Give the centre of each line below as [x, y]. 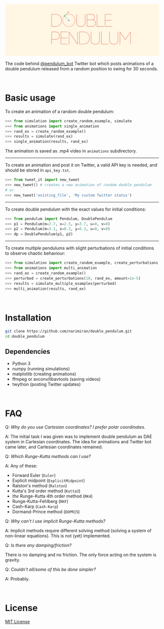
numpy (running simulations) [41, 369]
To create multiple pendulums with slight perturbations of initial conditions [80, 248]
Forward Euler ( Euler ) [34, 475]
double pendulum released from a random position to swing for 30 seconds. [82, 68]
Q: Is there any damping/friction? [38, 545]
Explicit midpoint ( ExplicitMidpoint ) [49, 480]
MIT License [18, 621]
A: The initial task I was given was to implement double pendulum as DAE [79, 436]
